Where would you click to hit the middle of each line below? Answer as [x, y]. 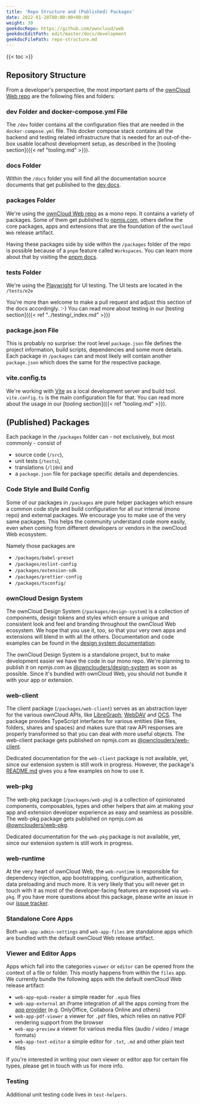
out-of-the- [178, 138]
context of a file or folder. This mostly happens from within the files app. [96, 973]
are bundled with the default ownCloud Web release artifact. [80, 938]
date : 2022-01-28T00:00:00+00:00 [48, 17]
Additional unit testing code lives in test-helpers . [67, 1094]
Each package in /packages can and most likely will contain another [89, 356]
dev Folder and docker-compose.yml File [67, 111]
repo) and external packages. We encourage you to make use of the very [96, 515]
